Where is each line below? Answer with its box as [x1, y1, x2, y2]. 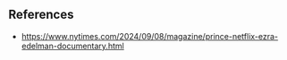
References [8, 7, 74, 22]
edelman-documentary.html [21, 40, 124, 51]
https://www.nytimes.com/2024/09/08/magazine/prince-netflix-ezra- [21, 30, 279, 41]
